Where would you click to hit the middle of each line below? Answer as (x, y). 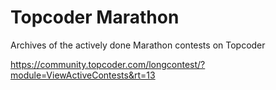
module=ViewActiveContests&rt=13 (83, 75)
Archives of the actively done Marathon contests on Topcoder (138, 45)
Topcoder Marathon (95, 17)
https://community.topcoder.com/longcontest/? (108, 64)
